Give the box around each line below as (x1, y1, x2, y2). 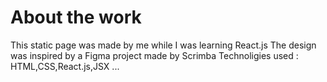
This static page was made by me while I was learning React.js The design (10, 39, 317, 51)
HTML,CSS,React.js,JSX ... (10, 60, 120, 72)
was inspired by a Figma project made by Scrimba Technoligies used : (10, 49, 299, 61)
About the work (10, 6, 142, 29)
